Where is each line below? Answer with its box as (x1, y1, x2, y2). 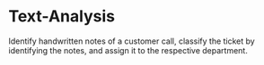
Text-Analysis (8, 6, 116, 27)
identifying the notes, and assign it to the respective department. (8, 45, 248, 55)
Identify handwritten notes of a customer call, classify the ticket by (8, 36, 255, 46)
